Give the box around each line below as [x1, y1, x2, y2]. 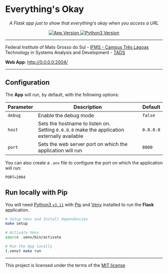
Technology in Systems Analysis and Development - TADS [5, 49, 125, 55]
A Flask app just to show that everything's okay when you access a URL [9, 20, 159, 26]
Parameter [7, 103, 33, 110]
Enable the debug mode [37, 111, 94, 118]
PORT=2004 [5, 174, 26, 179]
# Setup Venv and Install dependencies [5, 216, 88, 221]
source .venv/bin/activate [5, 235, 61, 240]
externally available [37, 132, 83, 139]
